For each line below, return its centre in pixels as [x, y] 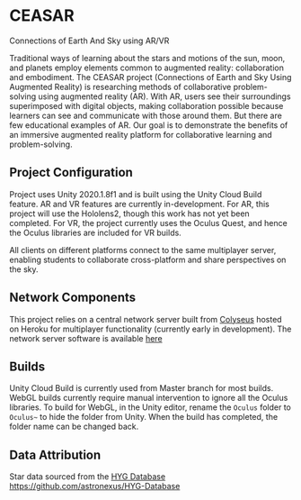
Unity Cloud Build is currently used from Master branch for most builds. [142, 388]
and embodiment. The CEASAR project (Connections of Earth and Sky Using [150, 77]
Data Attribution [55, 455]
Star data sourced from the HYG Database [88, 477]
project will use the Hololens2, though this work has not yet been [129, 214]
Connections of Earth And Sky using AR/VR [89, 41]
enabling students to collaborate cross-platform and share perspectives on [148, 259]
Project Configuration [71, 173]
